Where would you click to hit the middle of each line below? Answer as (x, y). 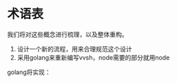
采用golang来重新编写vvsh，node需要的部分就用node (93, 57)
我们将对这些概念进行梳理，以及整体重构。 (67, 34)
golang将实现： (29, 72)
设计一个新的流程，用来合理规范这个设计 (74, 49)
